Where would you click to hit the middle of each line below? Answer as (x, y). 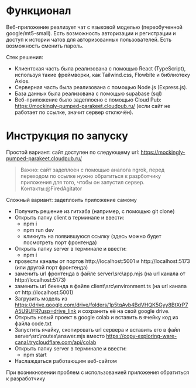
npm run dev (39, 230)
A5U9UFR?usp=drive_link (45, 311)
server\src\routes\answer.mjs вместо (60, 336)
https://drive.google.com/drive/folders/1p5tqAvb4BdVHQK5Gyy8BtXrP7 (101, 305)
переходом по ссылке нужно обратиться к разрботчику (91, 176)
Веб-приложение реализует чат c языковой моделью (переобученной (94, 27)
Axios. (22, 81)
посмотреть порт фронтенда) (60, 242)
